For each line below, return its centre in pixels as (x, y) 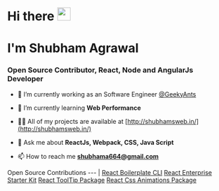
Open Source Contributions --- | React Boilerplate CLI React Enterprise (110, 172)
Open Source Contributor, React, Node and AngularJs (100, 70)
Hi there (31, 16)
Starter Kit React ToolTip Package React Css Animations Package (102, 180)
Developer (25, 79)
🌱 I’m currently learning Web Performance (79, 108)
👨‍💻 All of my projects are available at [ (72, 121)
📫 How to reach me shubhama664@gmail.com (88, 156)
